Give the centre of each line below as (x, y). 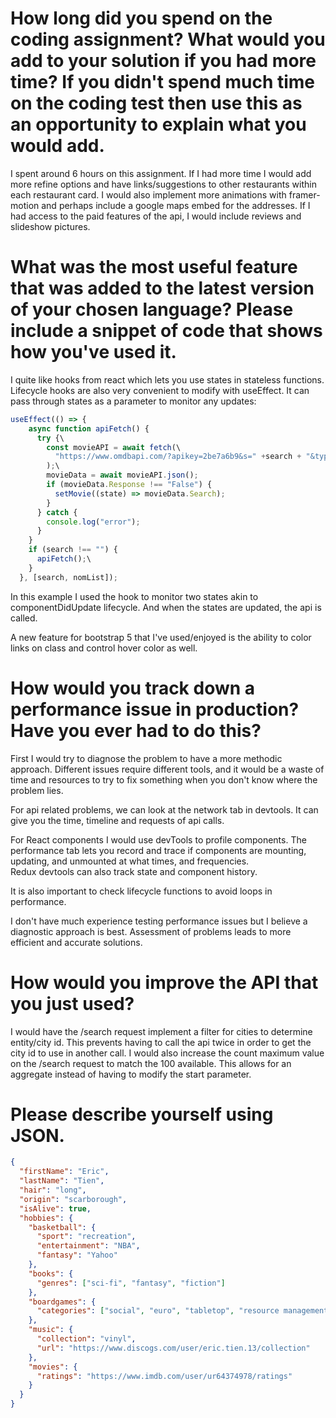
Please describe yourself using (142, 1114)
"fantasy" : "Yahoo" (77, 1255)
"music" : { (51, 1330)
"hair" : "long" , (53, 1190)
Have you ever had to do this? (136, 730)
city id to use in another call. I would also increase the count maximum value (167, 1053)
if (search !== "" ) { (73, 550)
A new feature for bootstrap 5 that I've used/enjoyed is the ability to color (161, 637)
